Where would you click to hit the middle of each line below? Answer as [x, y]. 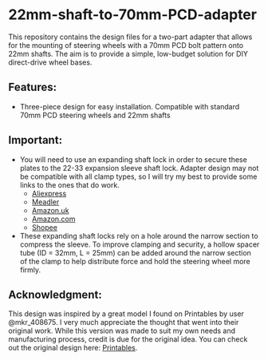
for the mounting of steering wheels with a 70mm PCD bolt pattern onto [126, 45]
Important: [35, 140]
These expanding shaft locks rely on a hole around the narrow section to [139, 235]
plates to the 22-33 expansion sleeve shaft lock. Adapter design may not [139, 168]
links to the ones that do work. [69, 184]
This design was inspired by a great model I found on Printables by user [126, 314]
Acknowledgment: [55, 294]
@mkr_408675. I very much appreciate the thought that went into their [124, 322]
